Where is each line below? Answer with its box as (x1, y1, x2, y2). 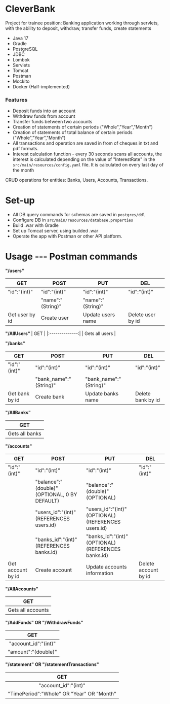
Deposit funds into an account (12, 108, 76, 114)
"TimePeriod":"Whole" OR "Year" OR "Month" (8, 690, 116, 697)
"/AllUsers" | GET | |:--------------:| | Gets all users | (5, 330, 116, 337)
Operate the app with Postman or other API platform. (12, 233, 122, 239)
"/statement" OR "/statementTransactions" (5, 661, 99, 667)
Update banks (85, 390, 119, 397)
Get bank (8, 390, 29, 397)
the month (12, 167, 34, 173)
